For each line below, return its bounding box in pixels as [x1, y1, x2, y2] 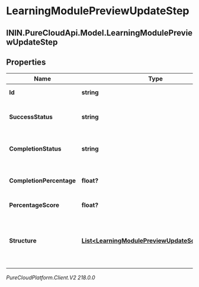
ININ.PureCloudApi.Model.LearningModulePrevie [6, 28, 193, 38]
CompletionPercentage [9, 177, 76, 185]
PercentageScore [9, 201, 60, 209]
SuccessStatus [9, 113, 53, 121]
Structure [9, 237, 37, 245]
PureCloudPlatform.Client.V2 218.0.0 [6, 274, 96, 281]
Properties [6, 57, 46, 67]
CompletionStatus [9, 145, 62, 153]
